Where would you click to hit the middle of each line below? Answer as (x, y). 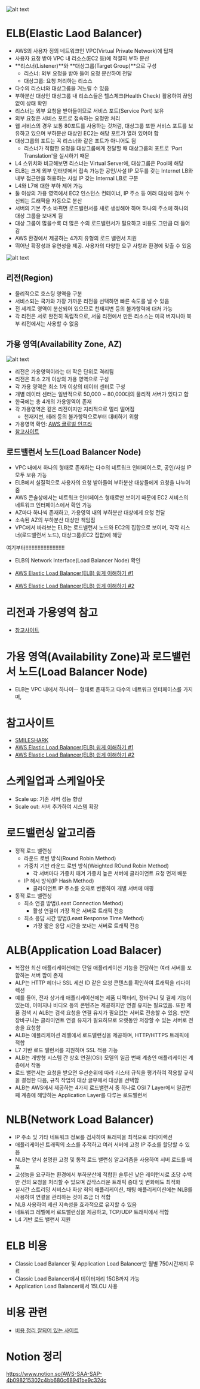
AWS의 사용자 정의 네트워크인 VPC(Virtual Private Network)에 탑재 (94, 50)
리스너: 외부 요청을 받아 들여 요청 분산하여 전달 (78, 73)
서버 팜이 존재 (47, 975)
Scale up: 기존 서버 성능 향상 (48, 799)
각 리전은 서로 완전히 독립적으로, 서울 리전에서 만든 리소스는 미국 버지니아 (100, 316)
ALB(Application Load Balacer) (84, 950)
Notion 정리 (34, 1357)
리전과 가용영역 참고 (52, 612)
